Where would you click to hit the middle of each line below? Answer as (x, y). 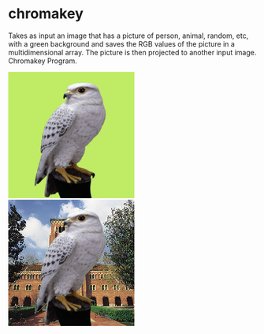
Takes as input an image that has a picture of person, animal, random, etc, (128, 36)
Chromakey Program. (43, 61)
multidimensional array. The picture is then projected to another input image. (132, 52)
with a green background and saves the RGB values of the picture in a (121, 43)
